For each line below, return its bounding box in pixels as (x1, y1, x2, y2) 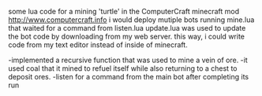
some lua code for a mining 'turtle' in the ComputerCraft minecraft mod (8, 7, 239, 16)
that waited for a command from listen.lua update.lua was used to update (8, 24, 246, 32)
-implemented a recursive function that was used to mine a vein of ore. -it (8, 55, 249, 65)
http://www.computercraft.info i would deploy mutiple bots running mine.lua (8, 15, 255, 24)
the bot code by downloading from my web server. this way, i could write (8, 31, 245, 41)
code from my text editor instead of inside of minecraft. (8, 40, 188, 50)
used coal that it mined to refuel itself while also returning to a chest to (8, 64, 238, 73)
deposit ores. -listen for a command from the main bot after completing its (8, 72, 249, 81)
